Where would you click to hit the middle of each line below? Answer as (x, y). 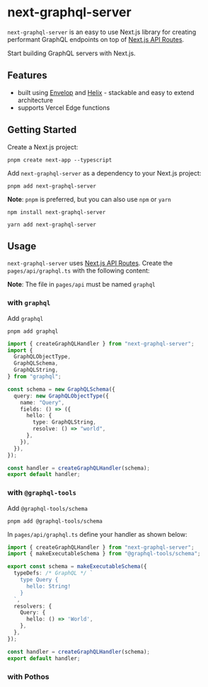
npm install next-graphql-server (57, 212)
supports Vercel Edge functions (64, 108)
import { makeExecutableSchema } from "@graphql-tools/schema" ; (104, 554)
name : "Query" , (42, 402)
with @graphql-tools (42, 493)
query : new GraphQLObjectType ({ (62, 396)
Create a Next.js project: (43, 147)
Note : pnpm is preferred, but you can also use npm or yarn (89, 199)
